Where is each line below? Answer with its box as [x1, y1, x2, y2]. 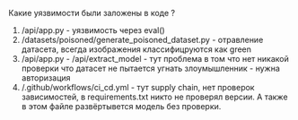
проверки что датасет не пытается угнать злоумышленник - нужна [21, 63, 280, 73]
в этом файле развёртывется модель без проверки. [21, 101, 222, 111]
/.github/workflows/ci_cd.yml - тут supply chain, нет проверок [21, 82, 255, 92]
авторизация [21, 73, 71, 83]
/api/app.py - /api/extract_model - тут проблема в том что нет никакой [21, 54, 289, 64]
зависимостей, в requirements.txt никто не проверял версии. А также [21, 91, 288, 102]
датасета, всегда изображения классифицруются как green [21, 44, 252, 55]
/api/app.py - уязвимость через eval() [21, 25, 165, 35]
